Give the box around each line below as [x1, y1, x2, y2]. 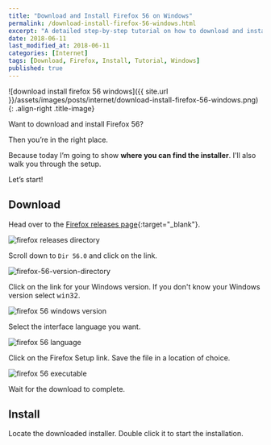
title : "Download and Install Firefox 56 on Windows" [8, 11, 194, 20]
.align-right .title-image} [15, 103, 95, 113]
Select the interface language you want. [8, 322, 141, 331]
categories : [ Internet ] [8, 49, 89, 57]
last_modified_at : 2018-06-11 [8, 42, 110, 50]
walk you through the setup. [8, 159, 102, 168]
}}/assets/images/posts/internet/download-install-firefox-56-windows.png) [8, 94, 259, 105]
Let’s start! [8, 174, 44, 184]
